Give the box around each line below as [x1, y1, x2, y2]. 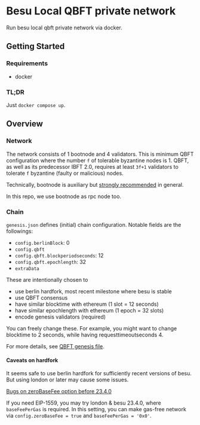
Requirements [6, 59, 48, 68]
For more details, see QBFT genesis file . [6, 342, 104, 350]
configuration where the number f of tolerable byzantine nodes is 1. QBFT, [6, 157, 189, 164]
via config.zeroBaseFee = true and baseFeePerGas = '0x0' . [6, 412, 152, 420]
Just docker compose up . [6, 101, 66, 108]
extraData [14, 265, 40, 272]
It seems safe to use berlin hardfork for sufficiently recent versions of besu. [6, 370, 192, 377]
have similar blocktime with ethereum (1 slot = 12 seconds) [14, 300, 159, 308]
